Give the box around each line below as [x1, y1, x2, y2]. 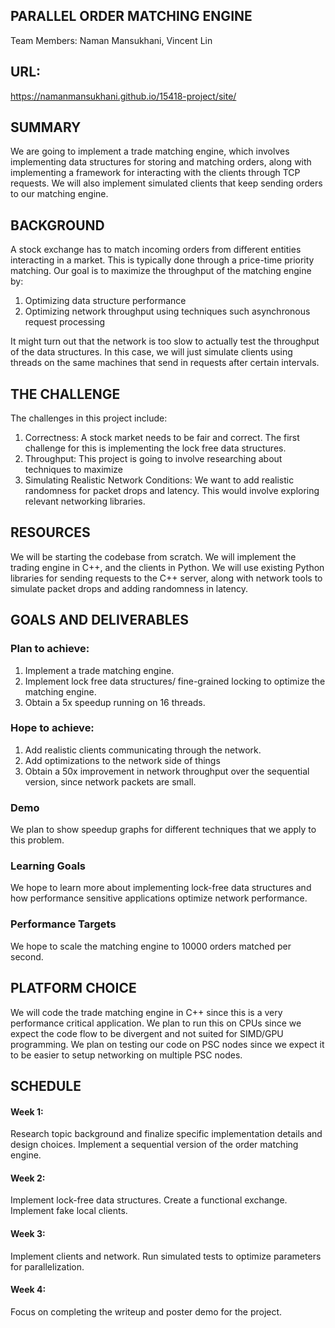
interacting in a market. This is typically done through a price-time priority [10, 254, 315, 266]
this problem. [10, 834, 65, 846]
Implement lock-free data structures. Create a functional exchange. [10, 1194, 288, 1206]
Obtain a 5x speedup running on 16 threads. [24, 696, 206, 708]
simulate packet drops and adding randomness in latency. [10, 582, 248, 594]
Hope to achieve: [10, 721, 95, 735]
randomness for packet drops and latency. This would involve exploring [24, 485, 320, 497]
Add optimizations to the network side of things [24, 754, 221, 766]
